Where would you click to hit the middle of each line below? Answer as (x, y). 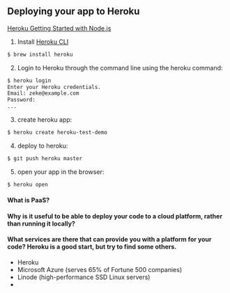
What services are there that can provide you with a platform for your (109, 239)
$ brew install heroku (40, 54)
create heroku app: (45, 120)
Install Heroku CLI (43, 42)
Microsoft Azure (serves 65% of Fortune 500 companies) (100, 270)
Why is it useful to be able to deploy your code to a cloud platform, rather (115, 216)
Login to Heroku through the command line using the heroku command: (120, 68)
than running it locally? (41, 223)
